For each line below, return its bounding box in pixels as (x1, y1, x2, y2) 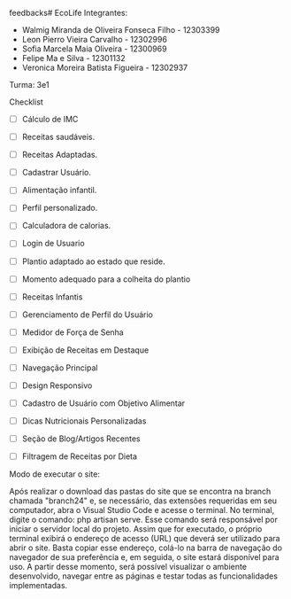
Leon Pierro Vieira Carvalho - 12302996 (21, 35, 168, 44)
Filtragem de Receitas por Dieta (21, 451, 138, 462)
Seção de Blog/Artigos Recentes (21, 433, 141, 444)
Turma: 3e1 (9, 80, 50, 89)
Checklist (9, 97, 44, 107)
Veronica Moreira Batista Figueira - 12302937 (21, 62, 188, 73)
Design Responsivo (21, 380, 93, 391)
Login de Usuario (21, 238, 86, 249)
